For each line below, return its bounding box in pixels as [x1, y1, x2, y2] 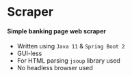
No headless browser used [16, 64, 94, 72]
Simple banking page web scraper [7, 27, 106, 35]
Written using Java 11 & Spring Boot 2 [16, 42, 125, 50]
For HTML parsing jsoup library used [16, 57, 121, 65]
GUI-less [16, 49, 42, 58]
